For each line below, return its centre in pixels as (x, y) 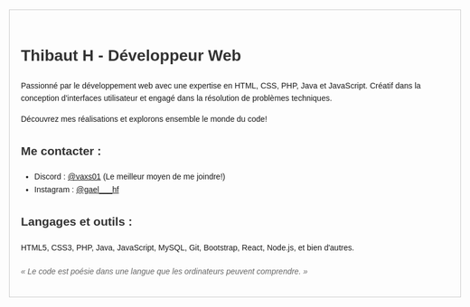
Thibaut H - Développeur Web (131, 56)
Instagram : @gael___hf (76, 189)
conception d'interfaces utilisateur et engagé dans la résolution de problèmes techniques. (177, 98)
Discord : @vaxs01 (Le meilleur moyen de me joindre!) (130, 177)
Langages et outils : (77, 222)
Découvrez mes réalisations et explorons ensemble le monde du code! (144, 119)
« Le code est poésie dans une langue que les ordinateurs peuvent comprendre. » (164, 271)
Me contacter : (61, 151)
